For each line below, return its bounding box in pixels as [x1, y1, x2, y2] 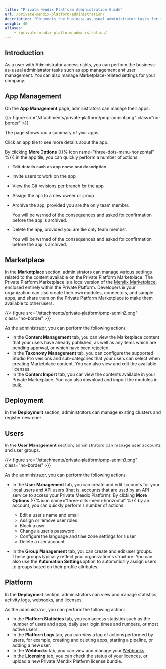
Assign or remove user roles [19, 517, 78, 523]
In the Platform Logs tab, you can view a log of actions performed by [12, 631, 153, 637]
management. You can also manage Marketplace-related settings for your [5, 72, 156, 78]
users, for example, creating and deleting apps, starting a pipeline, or [12, 637, 153, 643]
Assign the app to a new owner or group [12, 192, 95, 198]
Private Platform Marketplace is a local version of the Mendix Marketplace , [5, 279, 157, 285]
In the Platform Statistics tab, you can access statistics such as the [12, 615, 151, 622]
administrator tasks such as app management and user [24, 67, 136, 73]
